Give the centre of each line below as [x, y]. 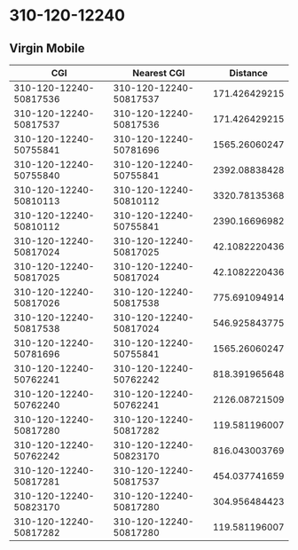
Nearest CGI [159, 73]
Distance [249, 73]
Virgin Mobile [47, 48]
